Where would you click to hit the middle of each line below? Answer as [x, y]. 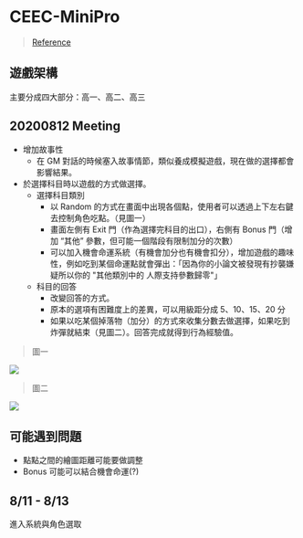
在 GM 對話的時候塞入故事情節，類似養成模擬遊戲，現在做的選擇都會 [165, 161]
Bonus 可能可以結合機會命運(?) [81, 471]
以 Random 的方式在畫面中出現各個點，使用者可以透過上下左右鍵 [172, 206]
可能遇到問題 [46, 436]
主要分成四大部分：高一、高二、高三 [78, 97]
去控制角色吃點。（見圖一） [100, 217]
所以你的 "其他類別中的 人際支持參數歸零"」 [140, 275]
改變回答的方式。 [82, 298]
